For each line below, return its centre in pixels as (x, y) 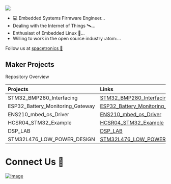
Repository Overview (27, 77)
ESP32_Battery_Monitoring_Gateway (51, 106)
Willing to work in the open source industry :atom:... (67, 39)
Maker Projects (30, 64)
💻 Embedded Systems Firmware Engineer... (59, 18)
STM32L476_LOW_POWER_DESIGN (51, 139)
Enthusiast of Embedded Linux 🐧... (49, 33)
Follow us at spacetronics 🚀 (34, 48)
